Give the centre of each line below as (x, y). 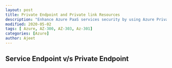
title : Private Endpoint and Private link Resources (63, 15)
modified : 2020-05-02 (28, 24)
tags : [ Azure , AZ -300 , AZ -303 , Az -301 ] (49, 29)
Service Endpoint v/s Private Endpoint (67, 59)
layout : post (19, 10)
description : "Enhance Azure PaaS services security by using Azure (80, 19)
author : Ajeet (20, 39)
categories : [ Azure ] (27, 33)
